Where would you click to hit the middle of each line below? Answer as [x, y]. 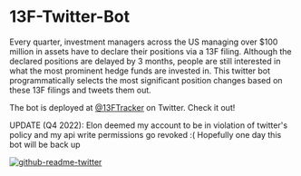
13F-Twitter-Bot [69, 17]
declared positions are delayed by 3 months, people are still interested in [145, 61]
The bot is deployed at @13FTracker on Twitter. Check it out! [122, 107]
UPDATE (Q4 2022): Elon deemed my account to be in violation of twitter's [149, 125]
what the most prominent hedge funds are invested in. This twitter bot [140, 71]
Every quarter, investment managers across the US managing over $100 [144, 42]
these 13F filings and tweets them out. [80, 90]
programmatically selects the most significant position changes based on [146, 80]
